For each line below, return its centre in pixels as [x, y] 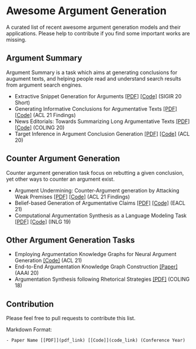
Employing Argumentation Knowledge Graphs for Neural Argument [95, 254]
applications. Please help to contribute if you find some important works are [98, 33]
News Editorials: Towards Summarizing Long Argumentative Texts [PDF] [102, 121]
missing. [16, 39]
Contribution [30, 304]
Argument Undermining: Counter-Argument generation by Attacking [97, 190]
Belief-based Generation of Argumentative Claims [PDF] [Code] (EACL [100, 203]
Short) [22, 102]
